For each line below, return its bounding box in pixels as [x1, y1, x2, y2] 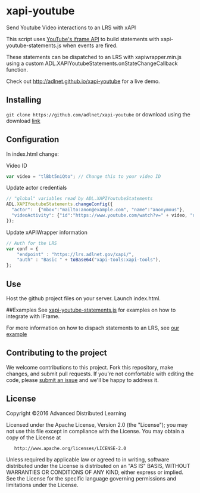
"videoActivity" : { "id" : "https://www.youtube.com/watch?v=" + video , [11, 212, 187, 218]
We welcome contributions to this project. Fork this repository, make [6, 363, 174, 371]
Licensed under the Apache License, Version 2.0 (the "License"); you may [6, 421, 188, 428]
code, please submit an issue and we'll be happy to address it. [6, 376, 159, 383]
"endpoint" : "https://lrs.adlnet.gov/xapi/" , [17, 251, 135, 257]
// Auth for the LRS [6, 240, 58, 246]
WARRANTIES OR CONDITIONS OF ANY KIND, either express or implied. [6, 469, 183, 476]
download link [6, 117, 40, 124]
